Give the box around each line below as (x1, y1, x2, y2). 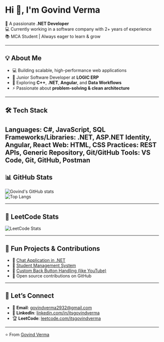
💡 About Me (5, 54, 42, 63)
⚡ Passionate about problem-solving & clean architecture (12, 85, 130, 91)
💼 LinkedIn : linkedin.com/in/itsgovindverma (12, 310, 100, 316)
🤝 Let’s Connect (5, 292, 54, 300)
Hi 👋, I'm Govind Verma (5, 4, 101, 16)
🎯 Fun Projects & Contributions (5, 244, 100, 252)
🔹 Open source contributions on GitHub (12, 273, 92, 278)
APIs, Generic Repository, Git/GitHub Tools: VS (5, 148, 151, 157)
